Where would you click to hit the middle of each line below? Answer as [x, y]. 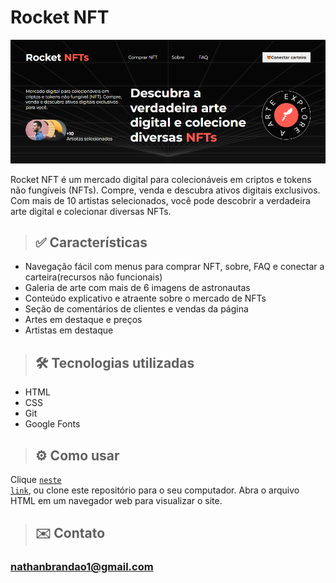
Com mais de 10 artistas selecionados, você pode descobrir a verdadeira [160, 200]
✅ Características [91, 242]
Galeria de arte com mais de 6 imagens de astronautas [137, 288]
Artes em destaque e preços [83, 320]
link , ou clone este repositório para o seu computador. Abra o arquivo [155, 490]
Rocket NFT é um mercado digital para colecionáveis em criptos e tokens [161, 179]
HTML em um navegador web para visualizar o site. [116, 500]
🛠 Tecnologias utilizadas [114, 362]
